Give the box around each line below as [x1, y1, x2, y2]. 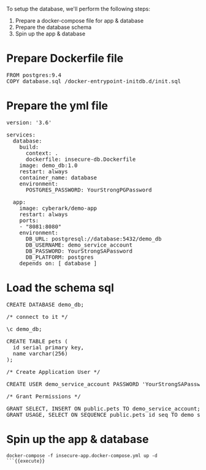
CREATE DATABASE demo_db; [6, 301, 85, 308]
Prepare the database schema [15, 24, 92, 31]
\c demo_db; [6, 326, 42, 332]
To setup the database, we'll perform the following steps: [6, 6, 151, 12]
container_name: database [19, 174, 97, 181]
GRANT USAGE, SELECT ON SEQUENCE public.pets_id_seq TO [6, 411, 178, 418]
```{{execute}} [6, 458, 45, 464]
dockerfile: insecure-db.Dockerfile [25, 155, 136, 163]
